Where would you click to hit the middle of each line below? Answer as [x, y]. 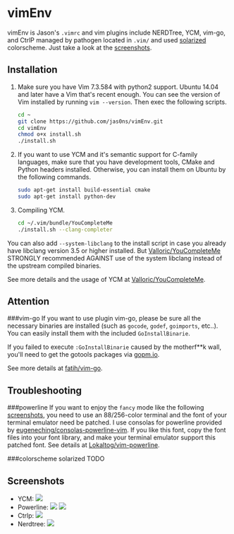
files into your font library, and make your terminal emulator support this [112, 438]
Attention [28, 302]
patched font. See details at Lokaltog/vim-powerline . [84, 445]
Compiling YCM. [41, 210]
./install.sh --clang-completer [65, 230]
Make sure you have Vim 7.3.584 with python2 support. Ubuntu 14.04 [118, 87]
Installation [32, 70]
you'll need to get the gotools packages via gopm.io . [84, 355]
